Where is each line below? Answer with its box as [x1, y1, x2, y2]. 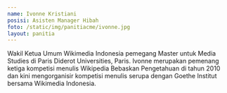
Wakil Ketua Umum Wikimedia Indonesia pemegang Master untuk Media [7, 49, 216, 58]
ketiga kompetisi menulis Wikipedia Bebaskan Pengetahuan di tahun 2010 [7, 64, 221, 73]
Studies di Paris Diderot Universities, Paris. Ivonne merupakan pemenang [7, 57, 219, 66]
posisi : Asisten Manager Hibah [7, 17, 99, 24]
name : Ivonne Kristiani [7, 10, 77, 18]
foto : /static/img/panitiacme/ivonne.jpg [7, 23, 131, 30]
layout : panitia [7, 30, 55, 37]
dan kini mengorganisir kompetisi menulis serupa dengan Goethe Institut [7, 72, 217, 80]
